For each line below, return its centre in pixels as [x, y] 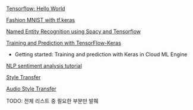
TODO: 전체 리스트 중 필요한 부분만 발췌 [53, 101]
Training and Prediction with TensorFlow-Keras [64, 43]
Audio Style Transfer [31, 89]
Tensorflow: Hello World [36, 9]
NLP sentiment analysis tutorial [44, 66]
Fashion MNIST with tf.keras [41, 20]
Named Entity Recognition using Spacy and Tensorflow [74, 31]
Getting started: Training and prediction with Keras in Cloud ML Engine [101, 54]
